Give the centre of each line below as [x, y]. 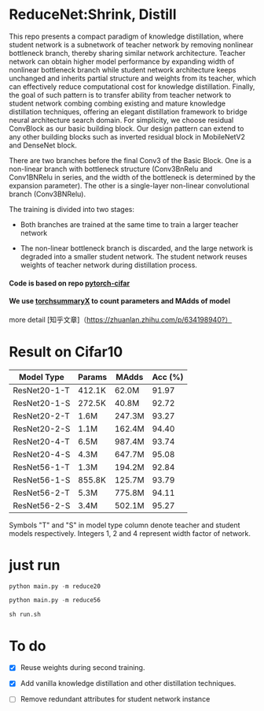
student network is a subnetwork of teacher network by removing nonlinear [131, 44]
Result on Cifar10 [66, 352]
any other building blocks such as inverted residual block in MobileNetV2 [127, 136]
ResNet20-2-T [41, 415]
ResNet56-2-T [41, 493]
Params [93, 377]
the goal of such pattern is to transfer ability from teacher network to [120, 95]
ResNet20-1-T [41, 390]
